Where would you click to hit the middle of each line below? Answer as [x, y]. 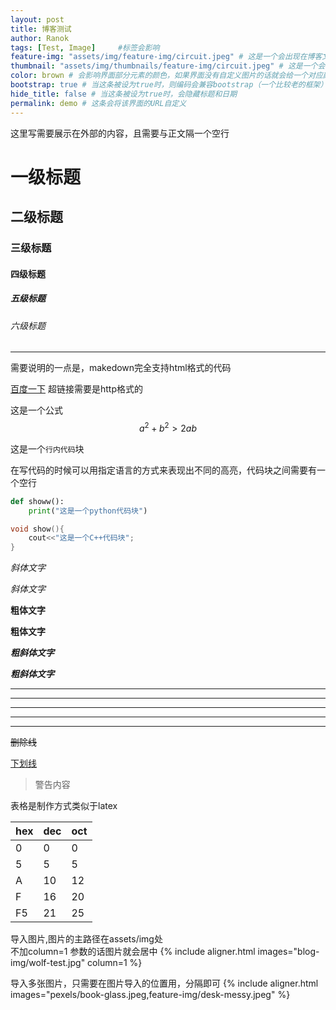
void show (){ [37, 529]
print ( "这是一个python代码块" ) [88, 511]
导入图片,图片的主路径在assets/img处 [86, 939]
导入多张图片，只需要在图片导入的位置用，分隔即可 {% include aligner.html [164, 983]
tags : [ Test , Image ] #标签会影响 [85, 47]
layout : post [37, 19]
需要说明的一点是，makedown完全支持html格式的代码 [121, 368]
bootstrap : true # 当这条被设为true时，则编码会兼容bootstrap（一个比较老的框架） [169, 85]
